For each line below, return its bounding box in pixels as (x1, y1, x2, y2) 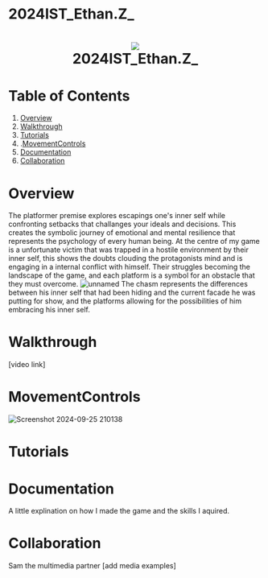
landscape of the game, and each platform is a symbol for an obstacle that (8, 270, 255, 280)
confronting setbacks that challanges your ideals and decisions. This (8, 219, 237, 229)
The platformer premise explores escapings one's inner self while (8, 211, 225, 221)
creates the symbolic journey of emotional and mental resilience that (8, 228, 236, 237)
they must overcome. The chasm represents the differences (8, 279, 248, 289)
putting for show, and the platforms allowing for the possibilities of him (8, 296, 242, 306)
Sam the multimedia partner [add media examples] (8, 561, 177, 571)
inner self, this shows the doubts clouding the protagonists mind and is (8, 254, 243, 263)
